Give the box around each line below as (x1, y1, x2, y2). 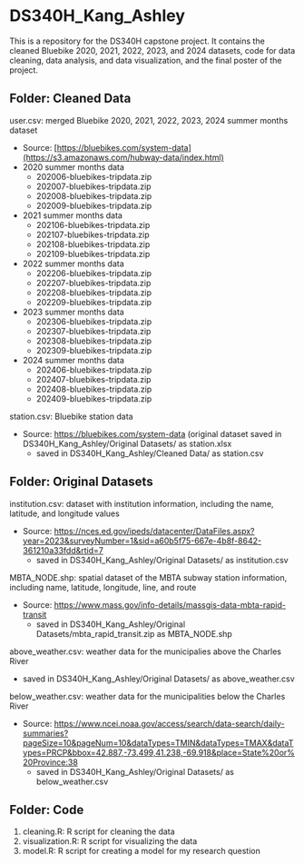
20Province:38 (22, 756, 79, 768)
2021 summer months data (22, 210, 123, 221)
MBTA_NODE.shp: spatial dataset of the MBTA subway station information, (9, 572, 288, 582)
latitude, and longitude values (9, 508, 120, 519)
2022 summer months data (22, 258, 124, 269)
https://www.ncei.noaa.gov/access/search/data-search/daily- (54, 718, 285, 729)
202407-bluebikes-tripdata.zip (35, 373, 152, 384)
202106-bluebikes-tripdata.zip (35, 219, 151, 230)
